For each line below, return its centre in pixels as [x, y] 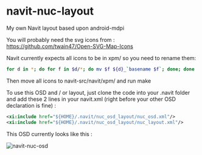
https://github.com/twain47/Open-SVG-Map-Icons [70, 46]
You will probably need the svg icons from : [61, 40]
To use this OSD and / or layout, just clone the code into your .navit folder [98, 92]
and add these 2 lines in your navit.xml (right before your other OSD [91, 99]
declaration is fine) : [31, 105]
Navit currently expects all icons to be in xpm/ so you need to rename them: [101, 58]
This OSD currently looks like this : [49, 134]
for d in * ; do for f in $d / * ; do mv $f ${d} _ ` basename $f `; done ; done [100, 69]
